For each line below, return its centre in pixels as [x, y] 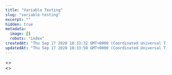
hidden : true [19, 24]
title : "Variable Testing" [34, 10]
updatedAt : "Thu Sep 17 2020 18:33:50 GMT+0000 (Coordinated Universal [83, 48]
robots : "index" [27, 39]
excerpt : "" [18, 19]
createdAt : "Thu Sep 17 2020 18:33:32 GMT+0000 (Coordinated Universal [83, 43]
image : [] [20, 34]
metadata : [16, 29]
